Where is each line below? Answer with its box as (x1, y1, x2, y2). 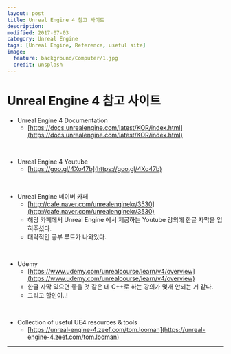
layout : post (7, 10, 45, 17)
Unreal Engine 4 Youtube (16, 157, 88, 166)
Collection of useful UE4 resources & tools (16, 318, 137, 327)
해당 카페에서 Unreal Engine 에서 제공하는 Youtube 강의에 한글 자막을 (27, 215, 215, 223)
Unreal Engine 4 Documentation (16, 116, 108, 124)
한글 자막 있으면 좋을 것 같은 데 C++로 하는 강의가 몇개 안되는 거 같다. (27, 283, 214, 291)
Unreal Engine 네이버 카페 (16, 192, 89, 200)
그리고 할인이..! (27, 291, 68, 299)
